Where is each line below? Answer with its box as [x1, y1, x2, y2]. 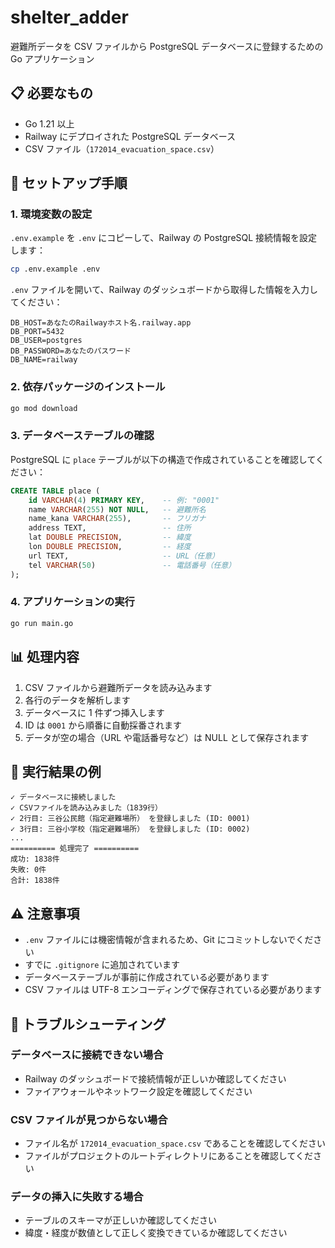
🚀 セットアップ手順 [10, 175, 128, 192]
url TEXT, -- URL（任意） [28, 551, 220, 561]
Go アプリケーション [10, 52, 95, 65]
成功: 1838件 [10, 854, 60, 865]
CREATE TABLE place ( [10, 486, 101, 496]
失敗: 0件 [10, 865, 47, 875]
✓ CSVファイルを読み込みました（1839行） [10, 803, 163, 813]
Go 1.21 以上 [24, 117, 75, 130]
